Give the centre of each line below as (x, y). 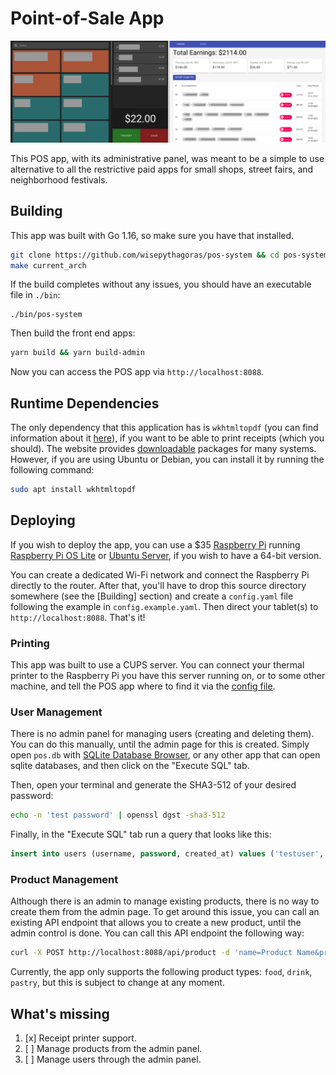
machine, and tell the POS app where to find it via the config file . (143, 686)
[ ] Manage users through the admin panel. (113, 1059)
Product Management (64, 880)
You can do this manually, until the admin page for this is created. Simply (160, 744)
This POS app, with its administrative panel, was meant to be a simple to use (167, 158)
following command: (52, 470)
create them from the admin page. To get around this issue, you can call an (165, 912)
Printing (30, 643)
